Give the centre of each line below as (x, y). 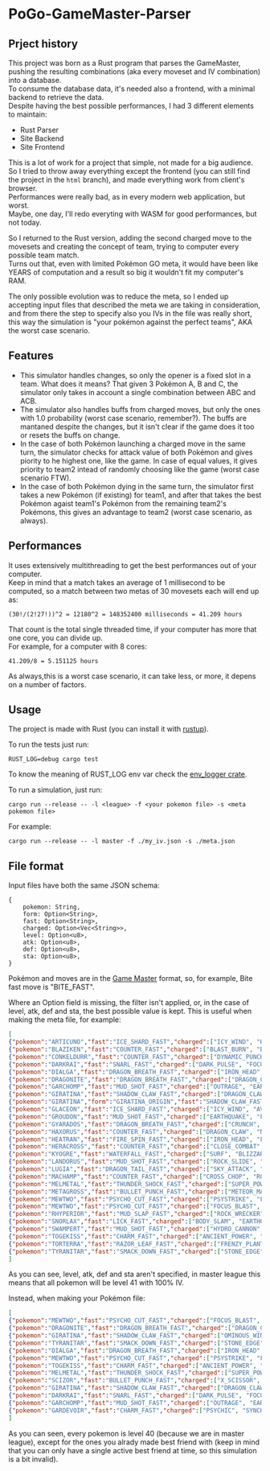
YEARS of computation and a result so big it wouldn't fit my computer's (126, 272)
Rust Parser (39, 130)
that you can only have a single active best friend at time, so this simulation (133, 1450)
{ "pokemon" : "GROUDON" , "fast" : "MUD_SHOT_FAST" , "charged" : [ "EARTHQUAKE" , (131, 1117)
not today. (25, 223)
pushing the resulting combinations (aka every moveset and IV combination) (135, 72)
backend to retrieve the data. (56, 97)
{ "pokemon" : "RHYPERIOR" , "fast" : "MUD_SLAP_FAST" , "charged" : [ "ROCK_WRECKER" (136, 1214)
